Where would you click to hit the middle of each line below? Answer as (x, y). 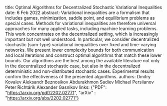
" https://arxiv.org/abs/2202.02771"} (42, 98)
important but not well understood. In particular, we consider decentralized (82, 39)
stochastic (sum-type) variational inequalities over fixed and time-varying (81, 44)
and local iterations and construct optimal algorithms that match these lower (83, 55)
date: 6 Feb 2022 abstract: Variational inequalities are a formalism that (77, 13)
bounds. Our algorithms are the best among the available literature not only (82, 61)
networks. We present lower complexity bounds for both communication (79, 50)
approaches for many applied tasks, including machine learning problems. (81, 29)
